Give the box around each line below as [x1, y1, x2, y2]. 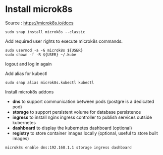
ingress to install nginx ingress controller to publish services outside [12, 114, 152, 120]
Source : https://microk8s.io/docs [5, 20, 74, 26]
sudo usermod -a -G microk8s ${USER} [5, 48, 83, 53]
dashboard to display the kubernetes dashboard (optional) [12, 125, 132, 131]
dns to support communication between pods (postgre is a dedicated [12, 98, 155, 104]
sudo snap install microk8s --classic [5, 29, 85, 34]
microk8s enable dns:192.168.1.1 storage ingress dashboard [5, 145, 132, 150]
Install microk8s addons [5, 88, 54, 95]
